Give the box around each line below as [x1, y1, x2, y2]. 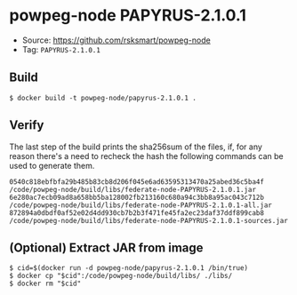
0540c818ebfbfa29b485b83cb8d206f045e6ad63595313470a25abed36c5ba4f [9, 177, 265, 187]
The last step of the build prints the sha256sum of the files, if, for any [9, 141, 262, 152]
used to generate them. [9, 160, 95, 171]
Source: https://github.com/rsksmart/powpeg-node [21, 35, 211, 45]
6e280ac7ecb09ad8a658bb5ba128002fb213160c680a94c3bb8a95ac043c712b [9, 193, 265, 202]
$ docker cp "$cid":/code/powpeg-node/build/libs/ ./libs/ [9, 272, 233, 281]
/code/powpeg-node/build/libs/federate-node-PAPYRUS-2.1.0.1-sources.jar [9, 216, 289, 225]
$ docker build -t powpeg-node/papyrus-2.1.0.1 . [9, 93, 197, 102]
